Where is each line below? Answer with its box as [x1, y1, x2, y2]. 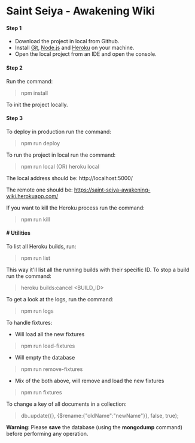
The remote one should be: [6, 186, 73, 193]
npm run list [20, 255, 51, 262]
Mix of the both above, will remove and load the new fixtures [14, 377, 164, 384]
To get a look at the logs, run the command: [6, 296, 114, 303]
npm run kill [20, 215, 50, 223]
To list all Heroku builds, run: [6, 243, 77, 250]
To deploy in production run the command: [6, 128, 112, 135]
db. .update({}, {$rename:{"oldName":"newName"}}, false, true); [20, 412, 179, 419]
